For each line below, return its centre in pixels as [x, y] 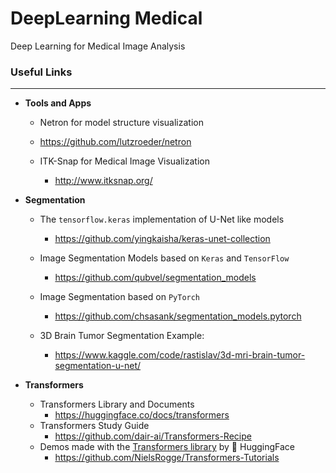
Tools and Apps [58, 103]
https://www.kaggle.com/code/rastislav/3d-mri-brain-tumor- [180, 355]
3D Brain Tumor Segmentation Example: [122, 336]
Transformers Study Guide [94, 426]
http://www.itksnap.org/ [103, 181]
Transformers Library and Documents [117, 404]
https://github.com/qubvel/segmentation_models [155, 278]
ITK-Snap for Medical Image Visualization [124, 161]
